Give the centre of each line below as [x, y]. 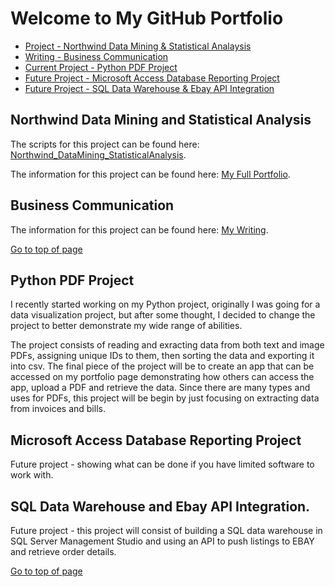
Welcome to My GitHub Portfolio [147, 18]
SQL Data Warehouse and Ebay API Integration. [160, 506]
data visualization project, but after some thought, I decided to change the [163, 315]
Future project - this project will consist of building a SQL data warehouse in [166, 530]
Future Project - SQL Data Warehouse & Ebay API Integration [149, 88]
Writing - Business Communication [96, 56]
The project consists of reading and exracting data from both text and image [167, 345]
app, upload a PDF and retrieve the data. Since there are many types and [160, 388]
